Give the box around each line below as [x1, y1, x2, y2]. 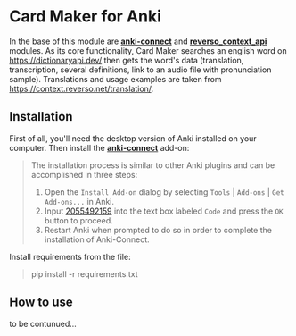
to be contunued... [9, 318, 78, 329]
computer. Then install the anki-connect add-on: [9, 142, 190, 153]
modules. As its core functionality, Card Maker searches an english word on [9, 45, 287, 55]
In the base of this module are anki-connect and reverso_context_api [9, 36, 267, 46]
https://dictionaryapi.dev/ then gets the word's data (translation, [9, 55, 244, 65]
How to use [9, 295, 73, 310]
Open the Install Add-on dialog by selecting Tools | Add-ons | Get [44, 186, 284, 197]
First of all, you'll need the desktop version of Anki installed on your [9, 132, 257, 144]
